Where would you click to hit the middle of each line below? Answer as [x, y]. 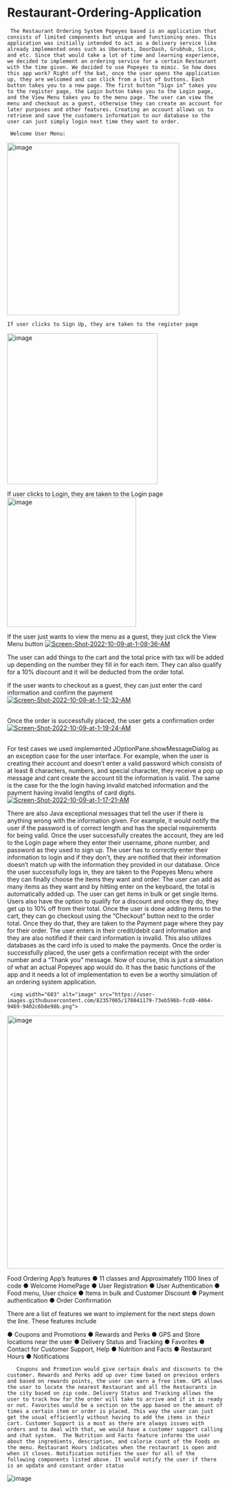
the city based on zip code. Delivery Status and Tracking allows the [110, 1393]
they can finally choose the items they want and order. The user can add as [114, 879]
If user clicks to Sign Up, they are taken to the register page [102, 324]
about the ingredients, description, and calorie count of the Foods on [113, 1441]
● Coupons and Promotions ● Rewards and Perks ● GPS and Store [104, 1334]
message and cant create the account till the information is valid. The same [113, 778]
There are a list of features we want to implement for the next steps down [111, 1313]
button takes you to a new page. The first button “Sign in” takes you [112, 85]
